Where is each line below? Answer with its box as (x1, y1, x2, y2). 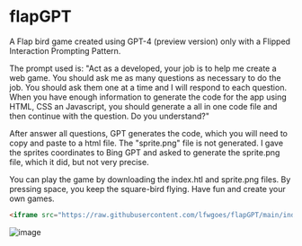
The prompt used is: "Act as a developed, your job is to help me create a (9, 63, 277, 74)
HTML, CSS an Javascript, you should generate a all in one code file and (9, 101, 278, 111)
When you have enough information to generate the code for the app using (9, 92, 288, 102)
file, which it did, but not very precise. (9, 156, 150, 167)
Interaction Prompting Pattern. (9, 45, 121, 56)
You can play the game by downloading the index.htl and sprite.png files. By (9, 173, 291, 185)
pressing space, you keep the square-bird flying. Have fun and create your (9, 183, 286, 194)
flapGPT (9, 6, 72, 27)
